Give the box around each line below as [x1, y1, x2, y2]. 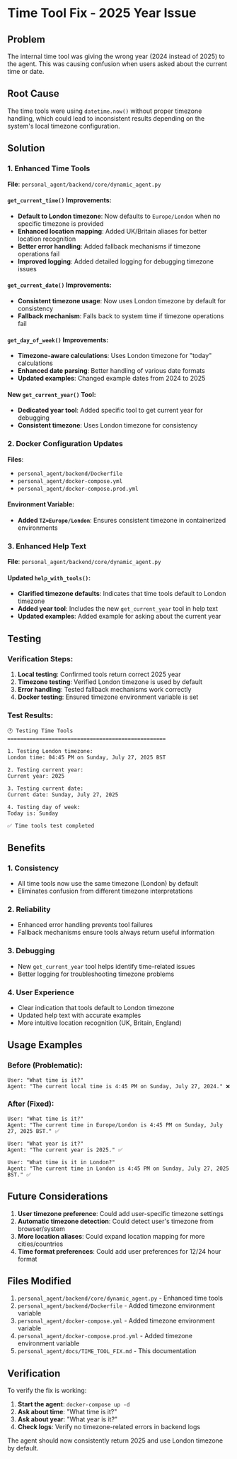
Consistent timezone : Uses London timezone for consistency [17, 421, 198, 430]
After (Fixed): [7, 1099, 54, 1109]
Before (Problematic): [7, 1061, 83, 1070]
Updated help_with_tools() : [7, 573, 91, 582]
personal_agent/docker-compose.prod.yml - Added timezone [17, 1332, 193, 1340]
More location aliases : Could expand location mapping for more [17, 1232, 205, 1240]
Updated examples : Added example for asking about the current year [17, 612, 221, 621]
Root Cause [7, 87, 60, 100]
